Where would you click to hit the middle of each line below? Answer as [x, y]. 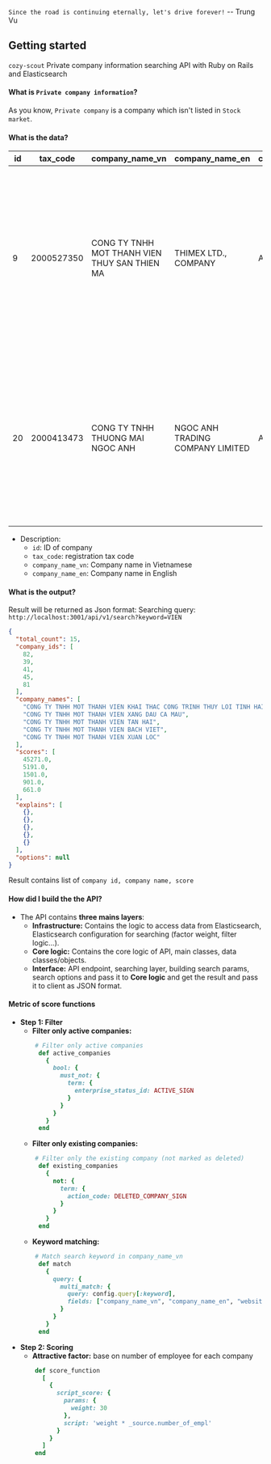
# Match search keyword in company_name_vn [109, 1257]
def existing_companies [78, 1166]
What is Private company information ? [73, 92]
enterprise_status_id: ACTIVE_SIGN [134, 1091]
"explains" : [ [39, 805]
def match [55, 1264]
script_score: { [83, 1393]
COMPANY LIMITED [212, 448]
